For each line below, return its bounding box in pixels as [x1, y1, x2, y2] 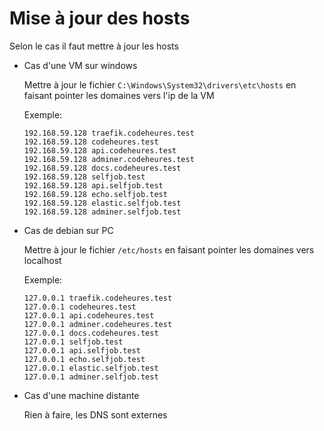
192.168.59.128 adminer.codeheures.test [23, 154, 195, 164]
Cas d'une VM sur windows [23, 59, 138, 71]
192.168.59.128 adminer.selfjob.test [23, 207, 182, 217]
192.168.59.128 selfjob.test [23, 172, 146, 182]
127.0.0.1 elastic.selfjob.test [23, 363, 159, 373]
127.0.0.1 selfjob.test [23, 337, 124, 347]
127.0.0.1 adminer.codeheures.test [23, 319, 173, 329]
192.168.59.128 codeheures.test [23, 137, 159, 147]
